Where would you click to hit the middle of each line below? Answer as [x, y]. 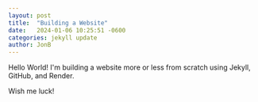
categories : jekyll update [53, 38]
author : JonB [30, 45]
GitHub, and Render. [41, 76]
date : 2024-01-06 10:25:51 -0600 [67, 30]
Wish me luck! [31, 91]
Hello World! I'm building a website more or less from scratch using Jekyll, [130, 67]
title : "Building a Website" [58, 23]
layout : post [30, 15]
